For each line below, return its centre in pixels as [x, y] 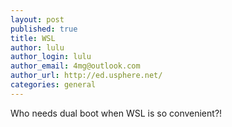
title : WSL [33, 38]
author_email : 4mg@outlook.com [75, 66]
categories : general [53, 85]
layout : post [37, 19]
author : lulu [37, 47]
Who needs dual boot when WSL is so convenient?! [116, 113]
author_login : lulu [51, 57]
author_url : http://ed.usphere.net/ [86, 76]
